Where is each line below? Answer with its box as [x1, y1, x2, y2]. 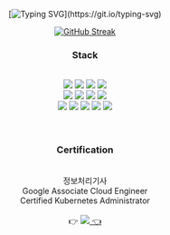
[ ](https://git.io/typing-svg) [8, 9, 162, 19]
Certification [56, 143, 114, 156]
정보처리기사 [62, 175, 108, 186]
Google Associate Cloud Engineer [22, 185, 148, 196]
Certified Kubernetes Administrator [20, 195, 150, 206]
